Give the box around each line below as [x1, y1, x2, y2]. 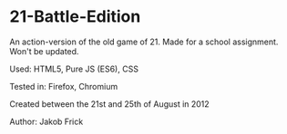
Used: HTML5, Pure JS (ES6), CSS [9, 63, 139, 74]
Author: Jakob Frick [9, 116, 84, 127]
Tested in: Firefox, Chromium [9, 81, 118, 91]
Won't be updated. [9, 45, 79, 56]
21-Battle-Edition [9, 6, 141, 27]
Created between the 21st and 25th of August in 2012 [9, 98, 210, 110]
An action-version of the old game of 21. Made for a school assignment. [9, 36, 279, 47]
